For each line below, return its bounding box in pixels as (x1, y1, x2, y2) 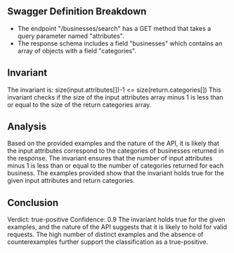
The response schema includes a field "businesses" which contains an (17, 39, 223, 48)
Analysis (7, 121, 47, 132)
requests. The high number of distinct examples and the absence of (7, 231, 204, 239)
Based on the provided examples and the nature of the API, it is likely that (7, 139, 219, 148)
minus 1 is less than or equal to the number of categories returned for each (7, 161, 224, 170)
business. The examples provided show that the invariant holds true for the (7, 169, 225, 177)
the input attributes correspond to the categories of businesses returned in (7, 146, 224, 155)
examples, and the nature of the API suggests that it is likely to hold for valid (7, 223, 227, 231)
